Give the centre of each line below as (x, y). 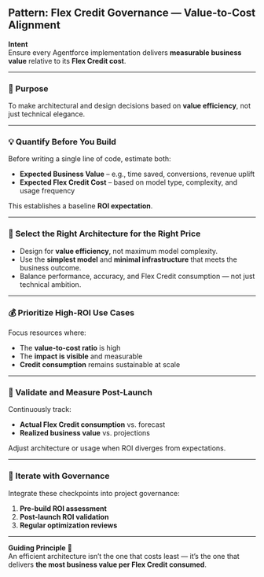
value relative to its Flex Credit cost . (67, 61)
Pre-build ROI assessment (63, 508)
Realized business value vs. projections (85, 433)
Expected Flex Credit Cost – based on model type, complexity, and (128, 182)
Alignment (34, 26)
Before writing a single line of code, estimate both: (90, 159)
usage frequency (47, 191)
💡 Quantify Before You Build (62, 142)
